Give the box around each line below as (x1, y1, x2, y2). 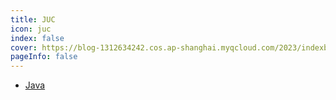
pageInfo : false (10, 52, 78, 62)
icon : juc (10, 24, 52, 34)
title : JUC (10, 14, 56, 25)
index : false (10, 33, 65, 43)
